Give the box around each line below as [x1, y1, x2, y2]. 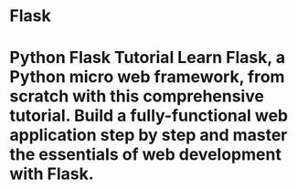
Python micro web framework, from [9, 67, 285, 88]
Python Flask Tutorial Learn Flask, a [9, 47, 286, 68]
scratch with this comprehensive [9, 86, 265, 107]
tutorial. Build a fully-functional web [9, 106, 289, 126]
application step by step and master [9, 125, 288, 146]
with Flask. [9, 163, 94, 184]
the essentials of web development [9, 144, 281, 165]
